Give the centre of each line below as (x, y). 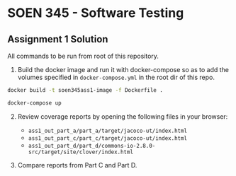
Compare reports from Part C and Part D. (77, 165)
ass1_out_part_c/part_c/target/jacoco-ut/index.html (108, 138)
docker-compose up (34, 103)
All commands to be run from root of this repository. (83, 56)
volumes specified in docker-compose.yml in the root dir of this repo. (116, 77)
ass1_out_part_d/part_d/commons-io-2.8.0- (92, 146)
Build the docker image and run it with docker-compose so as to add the (123, 70)
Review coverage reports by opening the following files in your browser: (123, 116)
